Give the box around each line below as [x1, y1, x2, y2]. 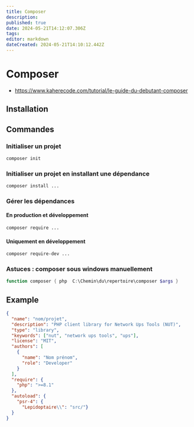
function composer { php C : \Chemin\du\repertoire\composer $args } [6, 278, 179, 285]
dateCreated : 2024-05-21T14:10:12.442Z [6, 42, 105, 48]
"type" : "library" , [11, 327, 60, 333]
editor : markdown [6, 36, 49, 42]
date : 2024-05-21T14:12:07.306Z [6, 25, 86, 31]
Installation [6, 104, 48, 114]
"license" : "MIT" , [11, 338, 57, 344]
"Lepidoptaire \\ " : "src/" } [21, 404, 89, 410]
